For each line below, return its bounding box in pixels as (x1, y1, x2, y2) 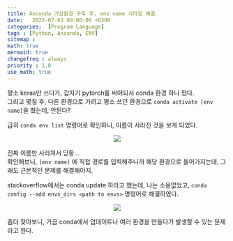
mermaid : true (7, 49, 49, 56)
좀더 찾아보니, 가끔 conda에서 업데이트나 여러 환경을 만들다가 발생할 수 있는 (7, 217, 213, 226)
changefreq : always (7, 56, 68, 63)
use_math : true (7, 68, 52, 75)
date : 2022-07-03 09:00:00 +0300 (7, 17, 111, 24)
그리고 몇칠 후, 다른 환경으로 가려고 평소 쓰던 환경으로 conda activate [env (7, 97, 213, 105)
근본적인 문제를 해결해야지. (20, 166, 93, 174)
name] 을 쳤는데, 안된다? (7, 106, 71, 114)
